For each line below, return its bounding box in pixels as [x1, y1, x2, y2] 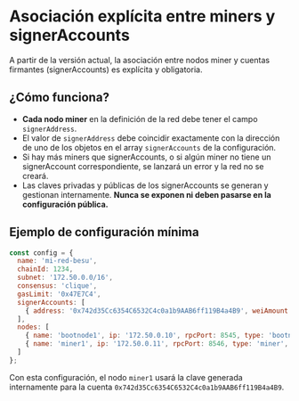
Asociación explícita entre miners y [9, 6, 276, 27]
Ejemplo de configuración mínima [9, 225, 199, 240]
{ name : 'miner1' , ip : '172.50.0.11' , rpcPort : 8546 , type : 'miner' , [25, 340, 289, 348]
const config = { [9, 248, 74, 258]
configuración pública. [21, 199, 109, 209]
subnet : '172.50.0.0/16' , [17, 274, 114, 282]
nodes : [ [17, 323, 50, 331]
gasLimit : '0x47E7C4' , [17, 290, 101, 299]
